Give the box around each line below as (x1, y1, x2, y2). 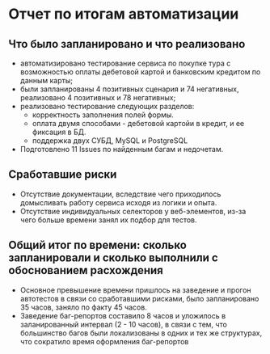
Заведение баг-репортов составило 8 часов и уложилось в (19, 310, 226, 320)
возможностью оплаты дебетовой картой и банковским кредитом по (19, 67, 261, 77)
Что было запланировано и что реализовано (8, 37, 246, 51)
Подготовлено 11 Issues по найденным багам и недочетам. (19, 145, 224, 154)
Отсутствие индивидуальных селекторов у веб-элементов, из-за (19, 206, 247, 216)
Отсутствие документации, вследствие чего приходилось (19, 189, 221, 199)
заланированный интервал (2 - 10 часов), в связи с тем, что (19, 319, 228, 329)
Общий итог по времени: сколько (8, 238, 188, 252)
